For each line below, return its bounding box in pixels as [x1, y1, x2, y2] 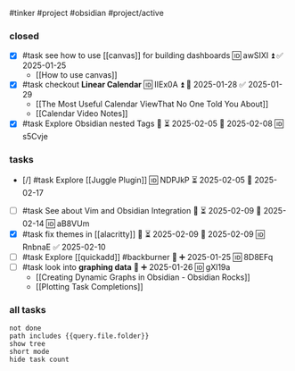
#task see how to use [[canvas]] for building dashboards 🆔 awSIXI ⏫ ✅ [21, 50, 283, 61]
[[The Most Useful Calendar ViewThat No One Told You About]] [35, 98, 269, 110]
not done [9, 324, 42, 333]
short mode [9, 348, 50, 357]
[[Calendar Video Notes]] [35, 108, 128, 119]
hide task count [9, 355, 70, 365]
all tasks [9, 303, 46, 316]
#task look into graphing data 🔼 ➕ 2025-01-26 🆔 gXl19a [21, 261, 231, 272]
